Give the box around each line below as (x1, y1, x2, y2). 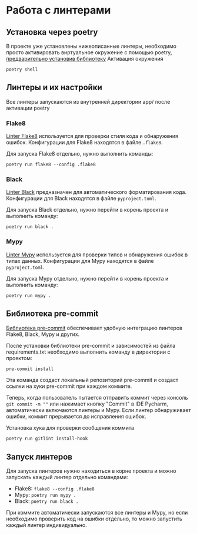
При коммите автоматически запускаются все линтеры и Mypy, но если (6, 509, 188, 516)
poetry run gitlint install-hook (6, 436, 88, 441)
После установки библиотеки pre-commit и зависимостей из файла (6, 342, 176, 349)
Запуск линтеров (6, 451, 72, 462)
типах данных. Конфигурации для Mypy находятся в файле (6, 257, 154, 264)
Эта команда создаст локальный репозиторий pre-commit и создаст (6, 376, 179, 383)
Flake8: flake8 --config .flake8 (14, 485, 95, 492)
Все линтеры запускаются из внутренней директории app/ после (6, 98, 171, 105)
